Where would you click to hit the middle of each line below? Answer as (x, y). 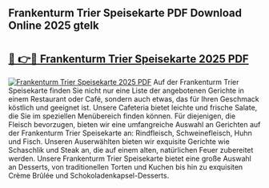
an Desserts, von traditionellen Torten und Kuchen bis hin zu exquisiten (126, 167)
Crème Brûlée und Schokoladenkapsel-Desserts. (89, 176)
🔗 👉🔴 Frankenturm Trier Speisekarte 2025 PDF (129, 59)
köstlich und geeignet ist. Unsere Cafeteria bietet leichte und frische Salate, (133, 108)
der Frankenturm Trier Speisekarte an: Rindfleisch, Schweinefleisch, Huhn (130, 133)
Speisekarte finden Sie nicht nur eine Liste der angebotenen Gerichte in (126, 90)
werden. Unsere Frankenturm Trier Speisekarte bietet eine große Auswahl (130, 158)
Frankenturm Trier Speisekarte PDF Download (125, 13)
